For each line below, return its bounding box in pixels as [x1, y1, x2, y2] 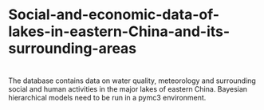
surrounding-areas [8, 40, 137, 57]
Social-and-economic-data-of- [8, 6, 220, 24]
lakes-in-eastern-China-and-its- [8, 22, 231, 41]
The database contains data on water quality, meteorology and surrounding [8, 76, 257, 85]
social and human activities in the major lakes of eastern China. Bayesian [8, 84, 248, 94]
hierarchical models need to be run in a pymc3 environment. [8, 93, 207, 103]
